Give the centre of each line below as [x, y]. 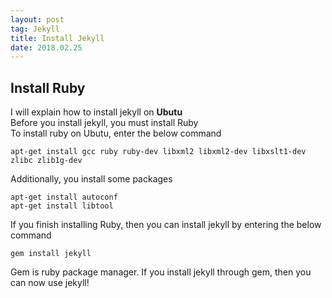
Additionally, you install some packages [91, 179]
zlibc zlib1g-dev [46, 161]
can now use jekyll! [50, 283]
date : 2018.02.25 [46, 47]
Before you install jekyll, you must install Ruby [104, 123]
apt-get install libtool [62, 206]
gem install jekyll [51, 254]
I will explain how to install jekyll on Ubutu [96, 112]
